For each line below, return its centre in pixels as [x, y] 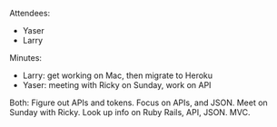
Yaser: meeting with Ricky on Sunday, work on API [117, 85]
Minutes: [26, 58]
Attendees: [30, 13]
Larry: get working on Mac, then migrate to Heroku [118, 75]
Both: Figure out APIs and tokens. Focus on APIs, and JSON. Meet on [138, 103]
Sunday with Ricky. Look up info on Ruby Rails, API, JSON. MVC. [130, 112]
